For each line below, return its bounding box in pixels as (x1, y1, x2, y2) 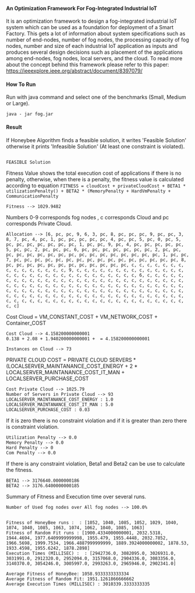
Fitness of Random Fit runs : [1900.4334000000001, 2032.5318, (6, 530, 163, 536)
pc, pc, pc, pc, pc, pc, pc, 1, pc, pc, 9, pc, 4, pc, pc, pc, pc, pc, (6, 242, 184, 247)
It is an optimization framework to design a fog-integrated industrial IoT (6, 18, 177, 25)
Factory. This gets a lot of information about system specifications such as (6, 30, 186, 37)
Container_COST (6, 319, 47, 326)
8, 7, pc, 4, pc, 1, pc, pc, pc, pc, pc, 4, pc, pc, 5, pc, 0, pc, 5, (6, 236, 182, 242)
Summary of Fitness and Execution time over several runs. (6, 493, 147, 500)
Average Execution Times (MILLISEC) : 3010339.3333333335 (6, 581, 150, 587)
